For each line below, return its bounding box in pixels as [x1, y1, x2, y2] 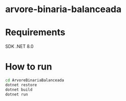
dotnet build [5, 87, 33, 92]
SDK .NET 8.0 [5, 43, 34, 49]
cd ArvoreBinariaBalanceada [5, 78, 65, 83]
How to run [5, 61, 52, 73]
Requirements [5, 27, 66, 38]
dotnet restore [5, 82, 37, 87]
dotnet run [5, 92, 28, 97]
